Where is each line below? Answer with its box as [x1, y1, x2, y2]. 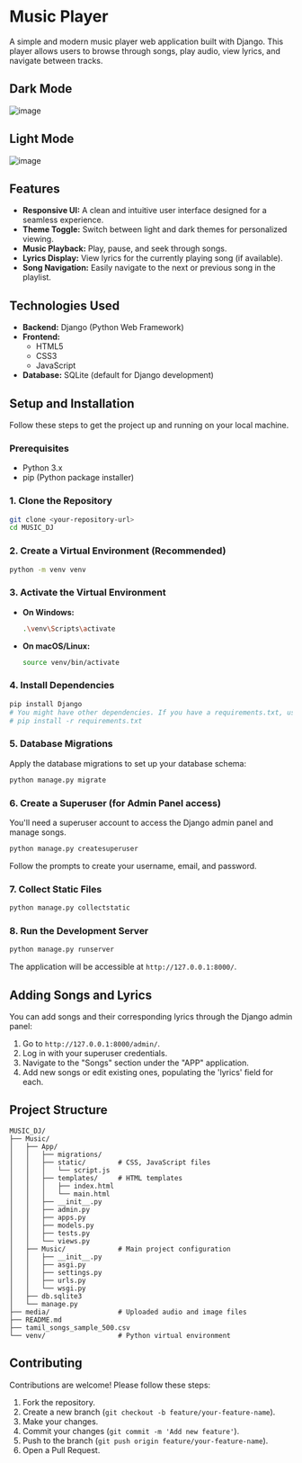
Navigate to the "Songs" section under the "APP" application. [22, 1057, 250, 1068]
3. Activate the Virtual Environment [9, 587, 166, 599]
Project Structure [9, 1102, 108, 1117]
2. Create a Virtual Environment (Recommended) [9, 544, 226, 557]
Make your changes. [22, 1415, 99, 1427]
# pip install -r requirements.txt [9, 716, 143, 725]
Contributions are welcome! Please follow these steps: [9, 1379, 211, 1390]
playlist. [22, 272, 52, 283]
